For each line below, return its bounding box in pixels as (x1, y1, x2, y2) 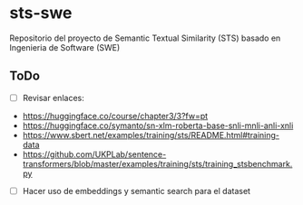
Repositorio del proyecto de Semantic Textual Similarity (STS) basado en (9, 33, 281, 43)
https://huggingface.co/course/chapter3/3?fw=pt (22, 110, 209, 121)
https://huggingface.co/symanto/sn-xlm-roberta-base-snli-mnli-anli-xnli (22, 120, 294, 131)
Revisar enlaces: (22, 92, 84, 103)
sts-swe (9, 3, 73, 23)
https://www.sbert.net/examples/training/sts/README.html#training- (22, 129, 279, 140)
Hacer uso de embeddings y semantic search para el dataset (22, 185, 251, 196)
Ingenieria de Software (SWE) (9, 42, 121, 52)
